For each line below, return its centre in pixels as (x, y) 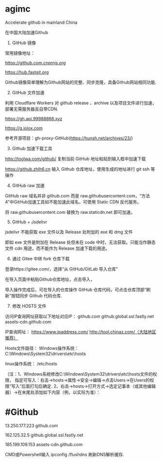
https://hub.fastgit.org (27, 72)
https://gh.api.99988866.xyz (34, 119)
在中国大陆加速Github (27, 32)
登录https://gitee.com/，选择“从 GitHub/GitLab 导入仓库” (61, 269)
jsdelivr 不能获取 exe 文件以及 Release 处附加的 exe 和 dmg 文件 (69, 232)
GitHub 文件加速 (28, 92)
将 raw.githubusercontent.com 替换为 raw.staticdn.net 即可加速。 (70, 212)
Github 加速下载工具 (32, 148)
